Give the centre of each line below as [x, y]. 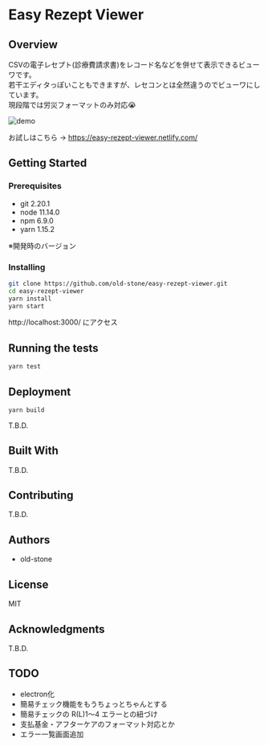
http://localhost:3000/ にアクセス [63, 322]
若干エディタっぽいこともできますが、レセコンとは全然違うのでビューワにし [134, 85]
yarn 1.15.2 [37, 229]
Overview [33, 45]
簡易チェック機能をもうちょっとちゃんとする [93, 703]
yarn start [26, 306]
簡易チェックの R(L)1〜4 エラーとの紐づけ [89, 714]
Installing [27, 267]
